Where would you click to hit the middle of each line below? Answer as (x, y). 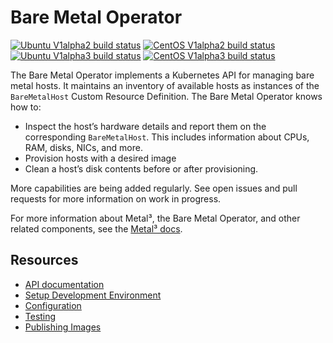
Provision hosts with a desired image (100, 158)
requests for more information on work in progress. (116, 198)
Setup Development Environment (93, 295)
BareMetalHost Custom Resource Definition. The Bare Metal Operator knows (166, 96)
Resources (44, 260)
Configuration (53, 305)
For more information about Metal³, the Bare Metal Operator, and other (155, 218)
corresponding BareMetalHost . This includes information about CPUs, (167, 137)
